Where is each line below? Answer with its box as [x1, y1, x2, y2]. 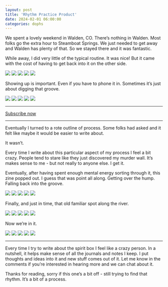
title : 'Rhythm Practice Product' [5, 12, 77, 17]
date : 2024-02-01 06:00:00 [5, 16, 61, 21]
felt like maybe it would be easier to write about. [5, 130, 104, 136]
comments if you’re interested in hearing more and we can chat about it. [5, 261, 154, 267]
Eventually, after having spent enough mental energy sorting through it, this [5, 170, 160, 176]
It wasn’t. [5, 140, 24, 146]
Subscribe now [5, 110, 36, 116]
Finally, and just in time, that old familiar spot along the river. [5, 200, 129, 206]
